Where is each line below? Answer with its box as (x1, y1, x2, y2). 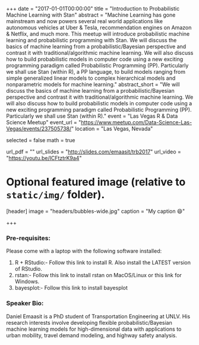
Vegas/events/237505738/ (6, 125, 72, 132)
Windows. (14, 278, 40, 285)
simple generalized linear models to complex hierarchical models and (6, 74, 176, 81)
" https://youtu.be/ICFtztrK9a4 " (6, 155, 82, 161)
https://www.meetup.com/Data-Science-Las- (81, 119, 192, 126)
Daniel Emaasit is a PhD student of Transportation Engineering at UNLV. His (6, 312, 191, 320)
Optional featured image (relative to (6, 175, 186, 189)
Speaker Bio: (6, 299, 44, 308)
